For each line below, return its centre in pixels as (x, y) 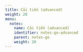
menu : (11, 19)
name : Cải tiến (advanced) (42, 28)
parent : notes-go (32, 38)
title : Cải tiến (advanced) (34, 10)
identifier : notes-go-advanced (46, 33)
